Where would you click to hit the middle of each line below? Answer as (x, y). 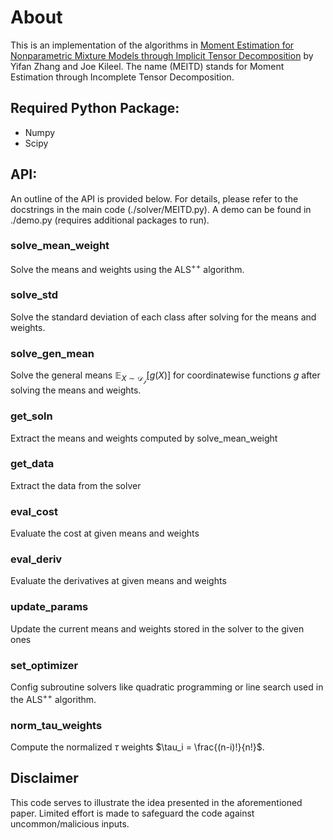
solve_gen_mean (52, 353)
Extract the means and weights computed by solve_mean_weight (144, 438)
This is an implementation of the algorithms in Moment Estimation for (152, 45)
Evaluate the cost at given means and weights (105, 533)
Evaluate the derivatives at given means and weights (118, 581)
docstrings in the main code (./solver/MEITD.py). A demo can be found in (161, 209)
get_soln (31, 416)
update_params (49, 607)
